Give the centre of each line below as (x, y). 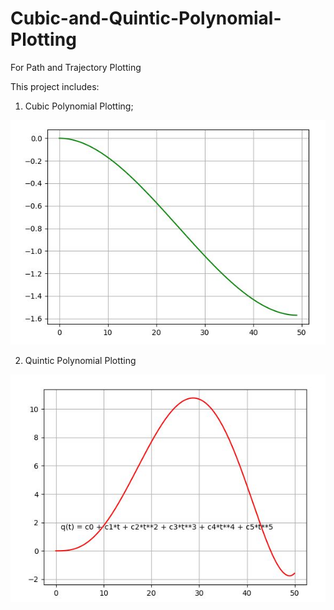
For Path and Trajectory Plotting (76, 67)
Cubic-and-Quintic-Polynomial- (146, 18)
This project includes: (55, 86)
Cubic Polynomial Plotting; (79, 106)
